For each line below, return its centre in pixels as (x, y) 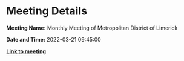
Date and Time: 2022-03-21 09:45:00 (54, 39)
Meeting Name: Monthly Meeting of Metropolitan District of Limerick (92, 28)
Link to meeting (26, 51)
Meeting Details (47, 11)
